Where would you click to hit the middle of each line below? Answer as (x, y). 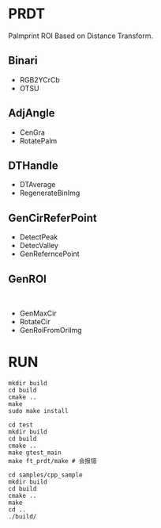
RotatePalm (38, 140)
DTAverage (37, 185)
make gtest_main (35, 453)
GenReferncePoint (49, 254)
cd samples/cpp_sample (45, 475)
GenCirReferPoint (52, 218)
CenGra (32, 132)
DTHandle (33, 165)
